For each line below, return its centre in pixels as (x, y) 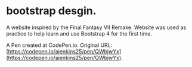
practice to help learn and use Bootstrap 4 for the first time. (79, 33)
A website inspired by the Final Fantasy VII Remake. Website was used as (96, 27)
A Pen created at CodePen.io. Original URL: (59, 45)
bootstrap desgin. (51, 11)
